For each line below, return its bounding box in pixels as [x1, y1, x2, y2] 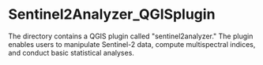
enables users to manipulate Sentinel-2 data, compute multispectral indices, [8, 39, 256, 49]
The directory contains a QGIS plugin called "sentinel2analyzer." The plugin [8, 31, 254, 41]
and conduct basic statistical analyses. [8, 48, 134, 57]
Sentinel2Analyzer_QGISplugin [8, 5, 216, 23]
